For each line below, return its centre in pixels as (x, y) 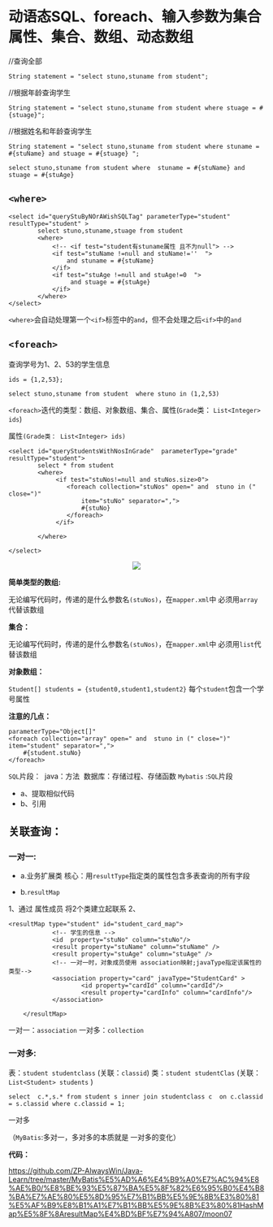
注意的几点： (30, 716)
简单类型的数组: (35, 582)
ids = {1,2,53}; (36, 379)
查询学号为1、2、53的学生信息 (59, 364)
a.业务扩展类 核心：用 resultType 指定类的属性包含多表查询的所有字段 (135, 876)
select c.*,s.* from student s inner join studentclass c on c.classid (136, 1097)
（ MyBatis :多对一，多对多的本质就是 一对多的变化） (95, 1137)
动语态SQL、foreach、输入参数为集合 (135, 17)
